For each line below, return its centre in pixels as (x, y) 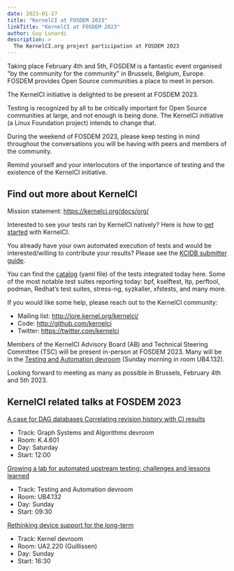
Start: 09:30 (35, 512)
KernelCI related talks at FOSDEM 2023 (94, 402)
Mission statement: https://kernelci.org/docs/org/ (78, 211)
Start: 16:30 (34, 561)
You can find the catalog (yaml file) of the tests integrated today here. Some (116, 274)
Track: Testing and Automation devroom (75, 489)
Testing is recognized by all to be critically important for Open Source (107, 108)
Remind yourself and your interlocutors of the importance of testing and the (116, 165)
